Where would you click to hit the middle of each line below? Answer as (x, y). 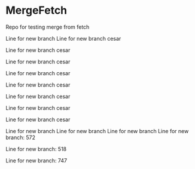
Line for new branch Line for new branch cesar (63, 38)
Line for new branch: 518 (36, 149)
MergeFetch (36, 10)
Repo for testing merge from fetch (48, 27)
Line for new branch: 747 (36, 160)
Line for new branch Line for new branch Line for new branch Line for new (97, 131)
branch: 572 (20, 137)
